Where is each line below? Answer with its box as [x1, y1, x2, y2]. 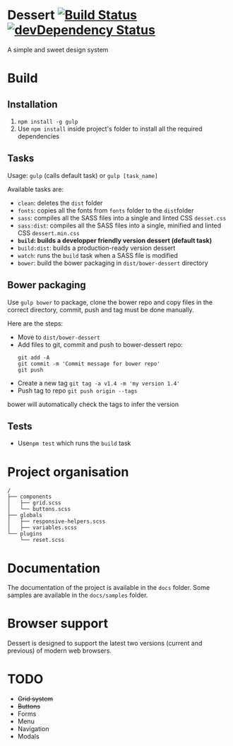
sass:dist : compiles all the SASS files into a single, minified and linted [17, 221, 222, 230]
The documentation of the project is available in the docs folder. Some [7, 584, 210, 592]
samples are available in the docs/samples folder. [7, 591, 148, 600]
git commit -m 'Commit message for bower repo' [17, 360, 160, 367]
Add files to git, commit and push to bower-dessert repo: [17, 340, 184, 349]
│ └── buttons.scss [7, 506, 71, 513]
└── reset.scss [20, 537, 65, 544]
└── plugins [7, 531, 42, 538]
